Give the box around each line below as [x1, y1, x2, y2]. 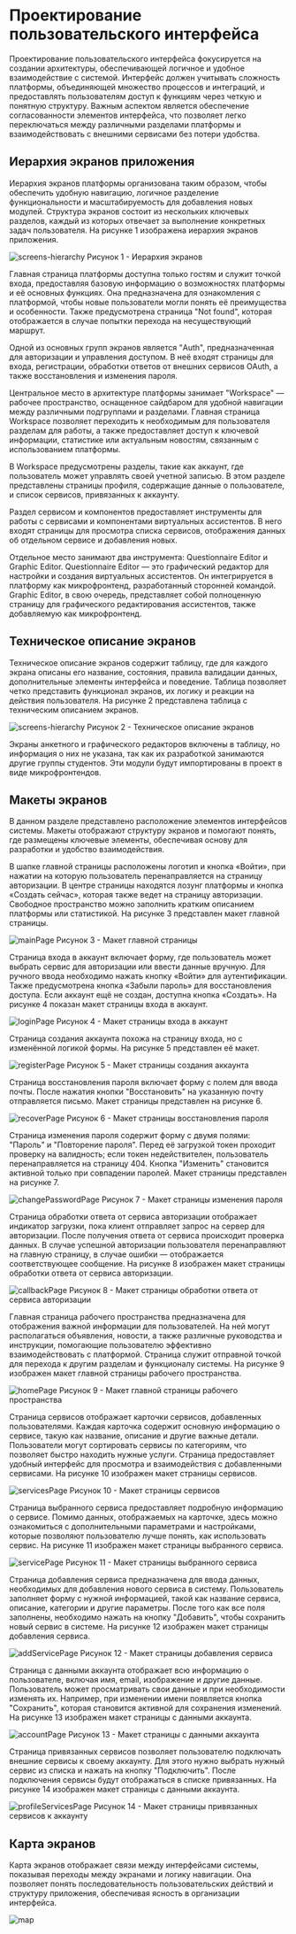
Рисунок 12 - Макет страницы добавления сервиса [80, 1648, 274, 1659]
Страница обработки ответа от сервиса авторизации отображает [9, 1212, 258, 1222]
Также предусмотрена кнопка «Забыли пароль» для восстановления [9, 980, 272, 991]
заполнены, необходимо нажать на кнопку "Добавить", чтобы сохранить [9, 1612, 285, 1622]
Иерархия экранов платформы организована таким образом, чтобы [9, 178, 268, 189]
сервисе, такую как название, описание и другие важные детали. [9, 1430, 259, 1441]
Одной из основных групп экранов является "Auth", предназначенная [9, 342, 275, 352]
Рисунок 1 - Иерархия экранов [87, 251, 203, 262]
